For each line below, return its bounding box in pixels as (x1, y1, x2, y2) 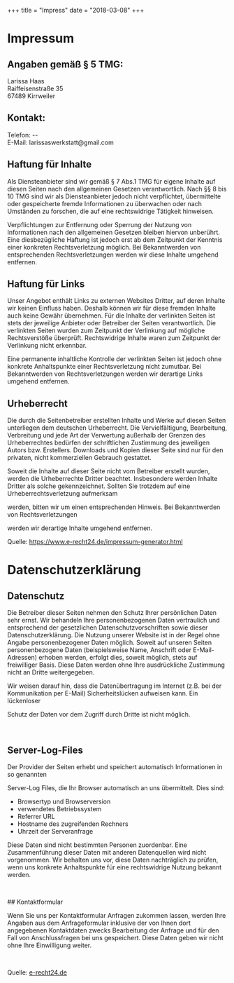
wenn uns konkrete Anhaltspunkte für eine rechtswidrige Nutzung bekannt (7, 863, 222, 872)
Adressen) (7, 653, 37, 662)
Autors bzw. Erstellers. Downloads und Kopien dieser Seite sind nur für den (7, 446, 224, 454)
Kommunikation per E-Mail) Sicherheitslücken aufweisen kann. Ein (7, 689, 198, 698)
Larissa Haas (7, 77, 45, 85)
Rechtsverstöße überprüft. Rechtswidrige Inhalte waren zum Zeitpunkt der (7, 334, 221, 342)
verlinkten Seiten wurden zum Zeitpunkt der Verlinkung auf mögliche (7, 326, 205, 335)
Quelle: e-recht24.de (7, 968, 68, 977)
